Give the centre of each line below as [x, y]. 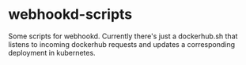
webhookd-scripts [70, 14]
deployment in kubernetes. [52, 52]
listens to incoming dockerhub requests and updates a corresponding [122, 44]
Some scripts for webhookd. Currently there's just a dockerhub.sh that [123, 36]
